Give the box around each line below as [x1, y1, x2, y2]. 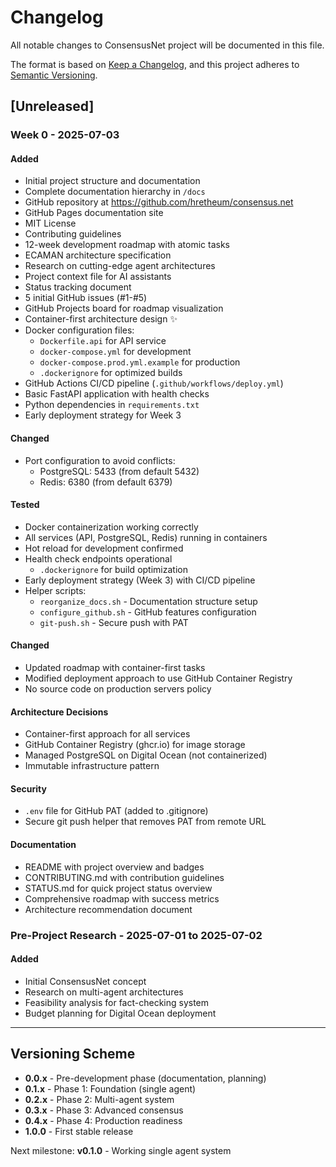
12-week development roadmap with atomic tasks [24, 239, 230, 251]
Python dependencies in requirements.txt [24, 399, 200, 411]
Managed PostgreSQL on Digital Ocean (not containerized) [24, 749, 268, 761]
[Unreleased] [10, 98, 95, 115]
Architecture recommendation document [24, 903, 193, 915]
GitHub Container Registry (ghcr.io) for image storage [24, 739, 246, 751]
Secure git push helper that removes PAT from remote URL [24, 816, 267, 828]
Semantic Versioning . [10, 69, 98, 81]
